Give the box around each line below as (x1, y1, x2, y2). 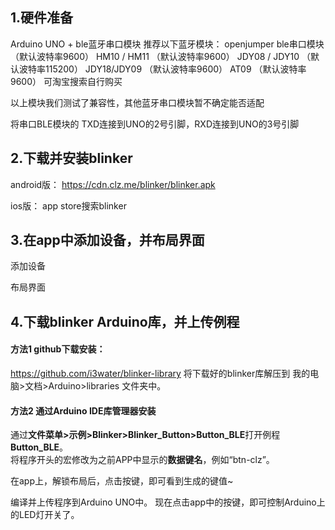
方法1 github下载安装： (10, 343, 106, 355)
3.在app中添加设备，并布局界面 (10, 232, 205, 249)
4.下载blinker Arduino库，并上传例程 (10, 313, 240, 330)
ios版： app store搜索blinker (10, 199, 127, 212)
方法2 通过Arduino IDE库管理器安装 (10, 404, 157, 417)
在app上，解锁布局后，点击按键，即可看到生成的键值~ (10, 475, 234, 487)
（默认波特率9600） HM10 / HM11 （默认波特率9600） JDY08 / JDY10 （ (10, 50, 311, 62)
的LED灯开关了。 (10, 509, 80, 521)
